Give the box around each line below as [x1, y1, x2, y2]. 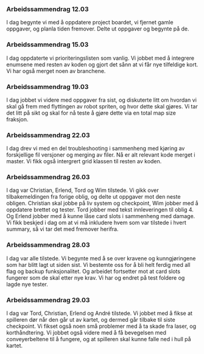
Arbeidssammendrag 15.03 [6, 40, 89, 49]
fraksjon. [6, 115, 29, 123]
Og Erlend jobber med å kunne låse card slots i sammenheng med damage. [6, 213, 195, 220]
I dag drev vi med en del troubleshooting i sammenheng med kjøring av [6, 145, 185, 152]
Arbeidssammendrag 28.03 [6, 241, 90, 249]
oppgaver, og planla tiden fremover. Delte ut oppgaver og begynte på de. [6, 25, 190, 32]
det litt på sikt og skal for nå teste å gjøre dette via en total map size [6, 109, 177, 116]
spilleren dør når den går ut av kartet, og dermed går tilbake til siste [6, 316, 175, 324]
